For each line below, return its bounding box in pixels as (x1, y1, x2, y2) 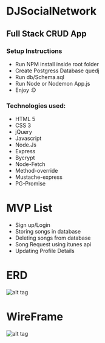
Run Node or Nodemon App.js (15, 80, 90, 87)
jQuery (15, 128, 32, 136)
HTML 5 (15, 116, 36, 123)
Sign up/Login (15, 221, 50, 229)
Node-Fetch (15, 161, 46, 168)
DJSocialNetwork (6, 4, 97, 18)
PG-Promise (15, 180, 46, 187)
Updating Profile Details (15, 248, 75, 255)
